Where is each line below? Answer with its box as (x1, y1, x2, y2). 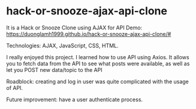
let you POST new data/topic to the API (6, 66, 103, 73)
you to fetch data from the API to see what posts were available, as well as (6, 60, 190, 67)
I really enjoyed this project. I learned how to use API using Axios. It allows (6, 53, 190, 60)
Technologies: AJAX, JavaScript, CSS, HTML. (6, 42, 119, 49)
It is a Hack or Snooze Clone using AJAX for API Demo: (6, 24, 143, 31)
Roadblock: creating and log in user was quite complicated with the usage (6, 78, 189, 85)
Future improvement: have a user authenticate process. (6, 96, 143, 103)
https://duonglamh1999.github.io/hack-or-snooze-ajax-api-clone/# (6, 30, 171, 37)
